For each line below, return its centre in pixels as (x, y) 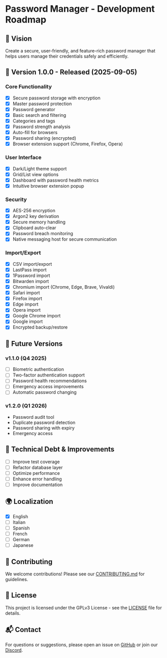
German (21, 539)
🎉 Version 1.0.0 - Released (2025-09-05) (71, 72)
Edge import (26, 305)
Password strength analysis (41, 126)
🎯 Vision (19, 39)
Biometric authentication (38, 369)
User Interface (23, 158)
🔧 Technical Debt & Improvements (60, 449)
